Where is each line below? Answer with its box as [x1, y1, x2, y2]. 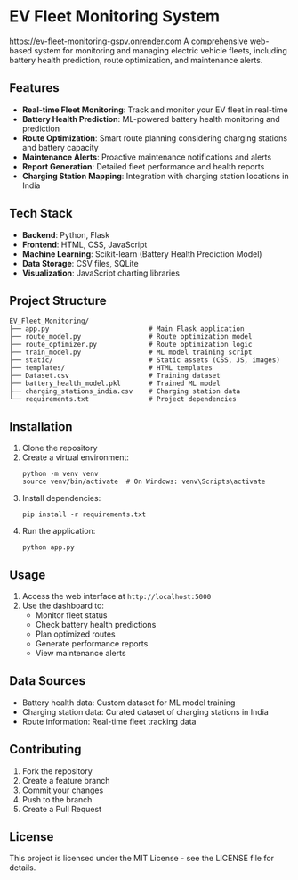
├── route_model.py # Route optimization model [9, 333, 253, 341]
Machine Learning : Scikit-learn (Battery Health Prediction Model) [21, 248, 262, 259]
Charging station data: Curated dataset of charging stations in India [21, 706, 269, 717]
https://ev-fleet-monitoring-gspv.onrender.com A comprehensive [9, 36, 248, 46]
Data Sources [9, 673, 86, 688]
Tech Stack [9, 206, 73, 221]
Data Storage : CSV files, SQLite [21, 258, 140, 268]
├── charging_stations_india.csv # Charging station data [9, 387, 241, 396]
